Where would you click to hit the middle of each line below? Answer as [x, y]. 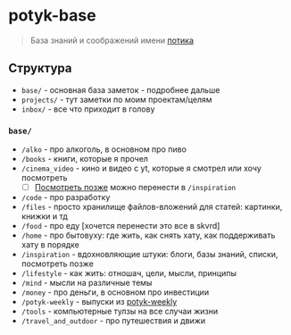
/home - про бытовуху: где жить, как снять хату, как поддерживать [148, 235]
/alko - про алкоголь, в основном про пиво [104, 149]
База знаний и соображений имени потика [112, 40]
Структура [40, 68]
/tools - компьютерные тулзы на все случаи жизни [120, 311]
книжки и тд [45, 216]
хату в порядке [50, 245]
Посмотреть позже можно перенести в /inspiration [135, 188]
